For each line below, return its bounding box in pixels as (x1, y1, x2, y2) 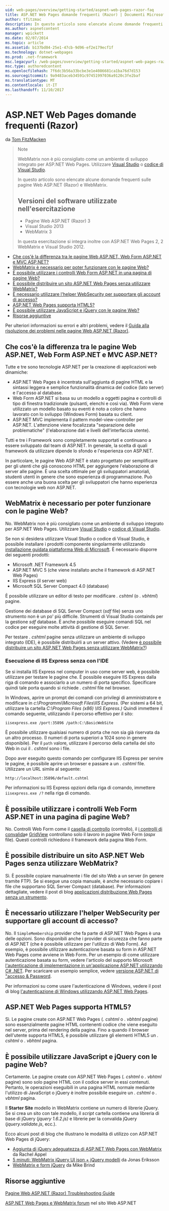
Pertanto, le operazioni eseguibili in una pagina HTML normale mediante (5, 1085, 155, 1091)
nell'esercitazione (17, 204, 75, 213)
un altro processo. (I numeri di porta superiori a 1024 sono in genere (5, 735, 147, 741)
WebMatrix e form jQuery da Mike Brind (12, 1162, 95, 1168)
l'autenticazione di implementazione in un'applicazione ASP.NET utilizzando (5, 962, 162, 968)
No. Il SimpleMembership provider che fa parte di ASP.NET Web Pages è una (5, 930, 161, 936)
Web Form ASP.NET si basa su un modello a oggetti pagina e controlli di (12, 395, 162, 401)
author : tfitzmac (5, 17, 42, 22)
